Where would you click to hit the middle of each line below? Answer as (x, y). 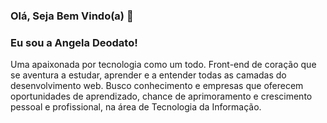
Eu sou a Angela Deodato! (74, 42)
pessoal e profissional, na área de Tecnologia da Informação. (136, 107)
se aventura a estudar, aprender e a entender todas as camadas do (148, 75)
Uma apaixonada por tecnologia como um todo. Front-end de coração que (163, 65)
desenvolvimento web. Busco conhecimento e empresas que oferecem (157, 86)
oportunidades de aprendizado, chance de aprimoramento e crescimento (161, 96)
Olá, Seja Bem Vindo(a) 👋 (72, 16)
